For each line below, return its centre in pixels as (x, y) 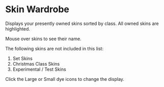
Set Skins (23, 58)
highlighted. (18, 28)
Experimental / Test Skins (39, 69)
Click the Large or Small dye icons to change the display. (65, 79)
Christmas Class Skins (36, 64)
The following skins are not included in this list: (54, 48)
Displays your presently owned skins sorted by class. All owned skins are (82, 23)
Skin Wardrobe (37, 9)
